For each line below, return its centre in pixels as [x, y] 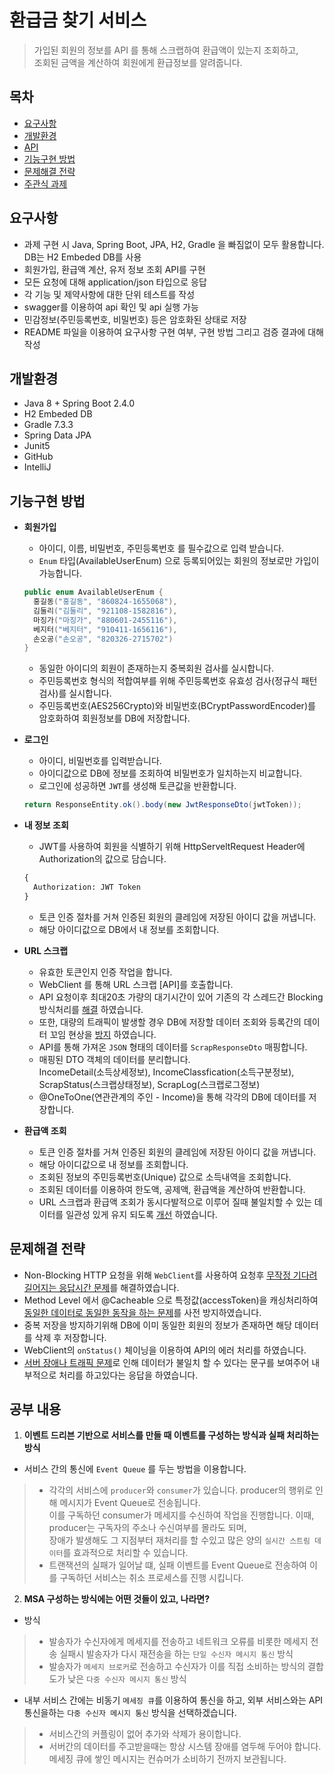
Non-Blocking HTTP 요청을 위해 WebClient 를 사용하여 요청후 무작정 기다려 [170, 1275]
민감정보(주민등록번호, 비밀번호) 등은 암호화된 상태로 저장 [135, 319]
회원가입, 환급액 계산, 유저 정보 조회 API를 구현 [114, 269]
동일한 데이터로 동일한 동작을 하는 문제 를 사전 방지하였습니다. [142, 1312]
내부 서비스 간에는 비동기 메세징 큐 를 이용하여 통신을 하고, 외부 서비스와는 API [173, 1700]
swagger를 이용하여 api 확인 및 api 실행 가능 [111, 307]
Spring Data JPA [57, 435]
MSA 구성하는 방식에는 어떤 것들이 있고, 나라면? [117, 1599]
